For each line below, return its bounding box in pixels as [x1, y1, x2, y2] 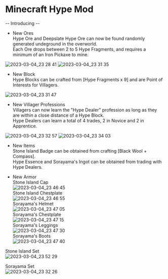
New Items [12, 143, 35, 149]
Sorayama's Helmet [12, 201, 54, 207]
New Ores [12, 30, 34, 36]
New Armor [12, 173, 37, 180]
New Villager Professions [12, 101, 65, 107]
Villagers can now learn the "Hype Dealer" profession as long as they [12, 107, 157, 113]
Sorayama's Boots [12, 232, 51, 239]
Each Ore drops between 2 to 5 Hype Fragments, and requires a [12, 46, 146, 52]
